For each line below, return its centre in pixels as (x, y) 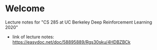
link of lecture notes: (33, 37)
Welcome (25, 9)
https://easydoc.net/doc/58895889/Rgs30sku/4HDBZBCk (71, 42)
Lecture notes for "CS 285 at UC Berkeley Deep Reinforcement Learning (78, 22)
